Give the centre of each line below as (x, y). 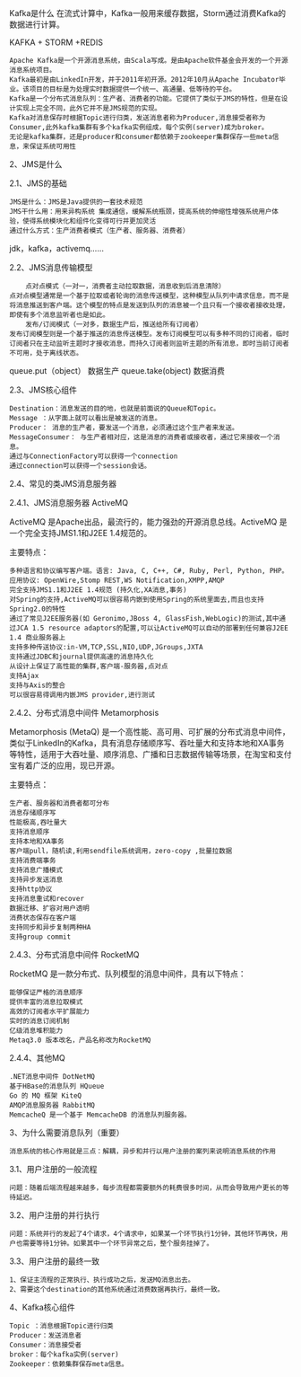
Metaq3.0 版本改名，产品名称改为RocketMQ (80, 1040)
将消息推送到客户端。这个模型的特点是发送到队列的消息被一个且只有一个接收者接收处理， (149, 305)
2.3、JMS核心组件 (43, 390)
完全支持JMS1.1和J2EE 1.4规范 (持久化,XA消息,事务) (98, 590)
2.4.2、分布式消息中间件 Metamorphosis (84, 713)
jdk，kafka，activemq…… (57, 248)
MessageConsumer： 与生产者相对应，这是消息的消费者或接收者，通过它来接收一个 (142, 437)
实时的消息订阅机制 (39, 1021)
